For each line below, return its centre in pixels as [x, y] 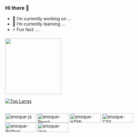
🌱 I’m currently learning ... [39, 24]
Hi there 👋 [17, 8]
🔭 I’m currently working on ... [42, 19]
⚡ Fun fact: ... [26, 30]
